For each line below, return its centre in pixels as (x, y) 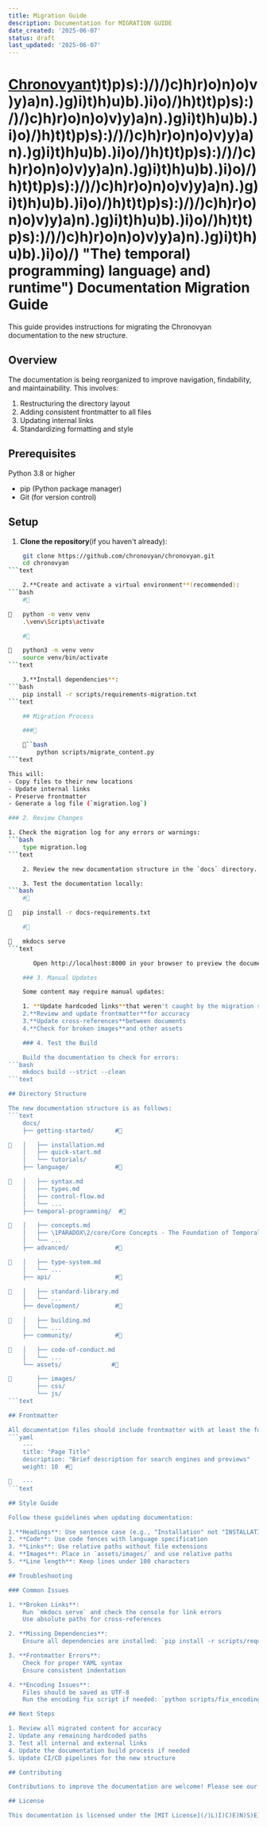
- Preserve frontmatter (48, 796)
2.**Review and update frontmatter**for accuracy (106, 1014)
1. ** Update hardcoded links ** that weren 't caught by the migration (138, 1006)
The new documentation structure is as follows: (90, 1108)
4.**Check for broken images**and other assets (103, 1029)
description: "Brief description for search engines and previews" (136, 1460)
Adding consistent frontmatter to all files (85, 412)
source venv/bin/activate (66, 658)
